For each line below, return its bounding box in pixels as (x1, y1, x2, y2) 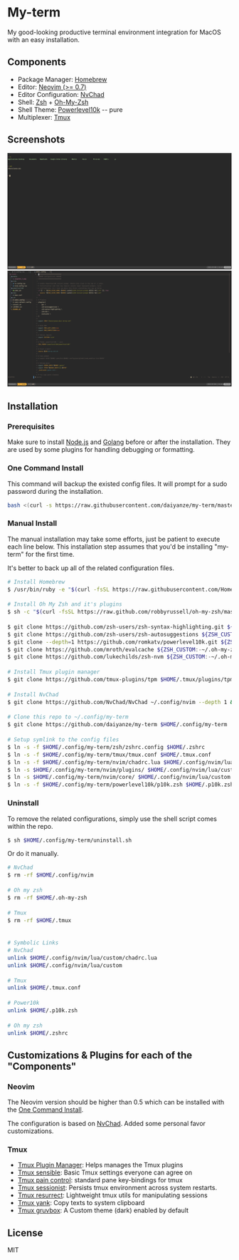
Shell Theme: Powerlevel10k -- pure (17, 105, 123, 114)
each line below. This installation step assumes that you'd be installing (7, 542, 213, 551)
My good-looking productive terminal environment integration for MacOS (7, 28, 222, 36)
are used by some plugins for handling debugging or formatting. (7, 445, 196, 454)
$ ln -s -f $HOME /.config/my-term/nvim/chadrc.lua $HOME (7, 758, 180, 766)
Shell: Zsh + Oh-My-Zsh (17, 98, 89, 106)
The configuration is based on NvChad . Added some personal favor (7, 1120, 206, 1128)
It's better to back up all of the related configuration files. (7, 564, 174, 572)
